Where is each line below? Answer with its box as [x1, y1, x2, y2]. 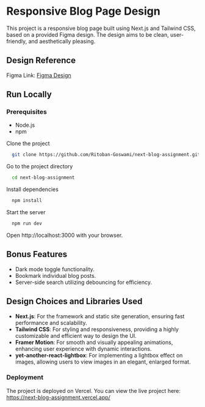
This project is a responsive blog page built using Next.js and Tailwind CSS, [6, 24, 196, 32]
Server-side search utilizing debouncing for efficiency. [15, 278, 153, 286]
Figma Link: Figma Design [6, 72, 71, 79]
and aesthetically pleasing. [28, 37, 96, 45]
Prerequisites [6, 108, 47, 116]
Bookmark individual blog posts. [15, 272, 96, 279]
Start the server [6, 209, 46, 216]
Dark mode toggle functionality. [15, 265, 95, 273]
